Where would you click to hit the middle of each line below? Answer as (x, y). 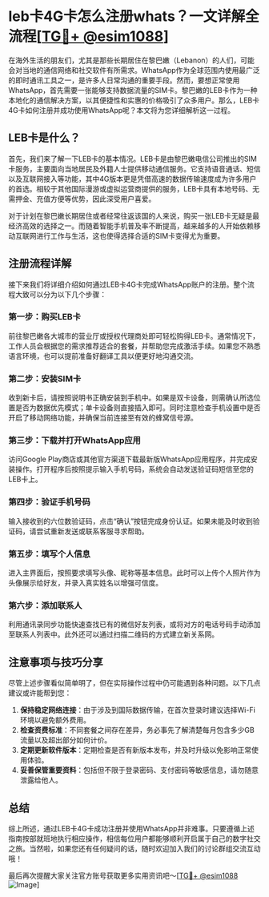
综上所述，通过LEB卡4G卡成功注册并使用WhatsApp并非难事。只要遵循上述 (131, 828)
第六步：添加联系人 (45, 605)
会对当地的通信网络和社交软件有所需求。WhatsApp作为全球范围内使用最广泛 (134, 70)
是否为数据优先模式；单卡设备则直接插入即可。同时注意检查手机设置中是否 (138, 408)
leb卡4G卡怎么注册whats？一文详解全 (134, 16)
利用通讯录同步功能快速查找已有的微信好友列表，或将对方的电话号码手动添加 (134, 625)
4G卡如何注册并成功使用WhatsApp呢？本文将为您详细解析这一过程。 (122, 110)
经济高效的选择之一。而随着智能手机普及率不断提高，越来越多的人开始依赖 (131, 226)
